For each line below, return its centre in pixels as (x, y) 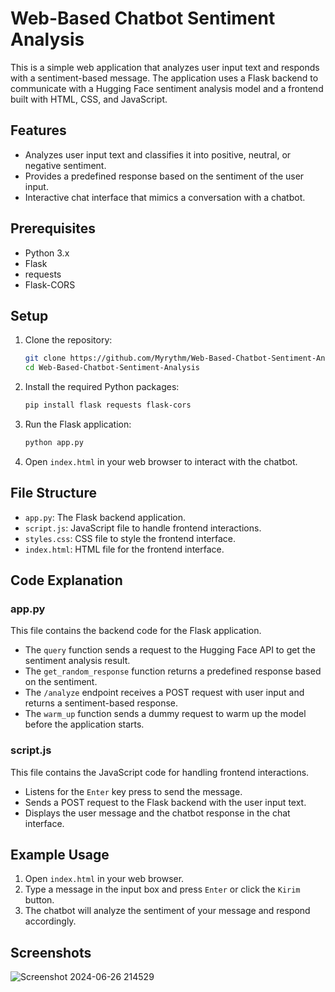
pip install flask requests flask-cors (108, 405)
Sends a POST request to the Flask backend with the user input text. (165, 802)
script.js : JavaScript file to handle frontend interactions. (143, 528)
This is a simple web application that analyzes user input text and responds (165, 67)
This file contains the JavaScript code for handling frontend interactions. (160, 772)
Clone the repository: (68, 340)
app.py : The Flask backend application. (105, 517)
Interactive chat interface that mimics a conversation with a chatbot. (165, 197)
